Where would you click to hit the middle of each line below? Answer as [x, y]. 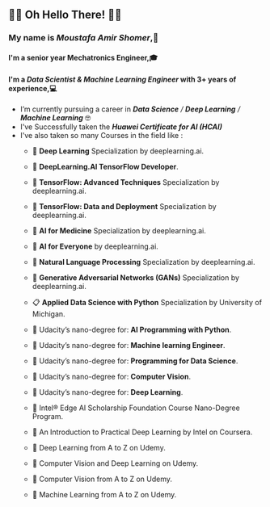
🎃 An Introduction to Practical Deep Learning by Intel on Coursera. [142, 432]
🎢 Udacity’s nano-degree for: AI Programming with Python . [132, 330]
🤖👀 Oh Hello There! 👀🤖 [65, 15]
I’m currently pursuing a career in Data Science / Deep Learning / [130, 109]
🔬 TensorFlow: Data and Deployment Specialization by [124, 207]
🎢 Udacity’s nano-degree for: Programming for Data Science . [135, 361]
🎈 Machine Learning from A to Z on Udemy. [104, 495]
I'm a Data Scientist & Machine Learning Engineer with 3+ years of [122, 79]
